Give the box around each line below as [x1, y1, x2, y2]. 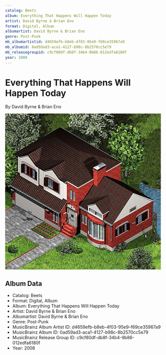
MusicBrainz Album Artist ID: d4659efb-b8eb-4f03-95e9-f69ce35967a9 [12, 324, 161, 330]
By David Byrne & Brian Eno [5, 104, 62, 110]
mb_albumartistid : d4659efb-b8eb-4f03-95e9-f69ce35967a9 [5, 40, 125, 45]
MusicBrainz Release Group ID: [12, 335, 76, 341]
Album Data [5, 279, 42, 288]
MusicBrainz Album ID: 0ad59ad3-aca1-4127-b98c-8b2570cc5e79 [12, 329, 149, 335]
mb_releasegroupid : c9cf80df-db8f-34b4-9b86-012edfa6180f [5, 50, 127, 54]
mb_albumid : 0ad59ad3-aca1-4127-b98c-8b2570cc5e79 [5, 45, 112, 50]
